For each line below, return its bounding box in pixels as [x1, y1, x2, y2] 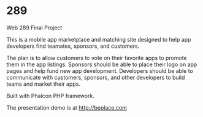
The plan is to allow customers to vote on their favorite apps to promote [6, 54, 187, 61]
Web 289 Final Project [6, 24, 63, 31]
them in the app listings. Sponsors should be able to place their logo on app [6, 61, 197, 68]
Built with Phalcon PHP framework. [6, 92, 95, 99]
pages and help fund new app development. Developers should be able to [6, 67, 193, 74]
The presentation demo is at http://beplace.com [6, 104, 128, 111]
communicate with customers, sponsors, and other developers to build [6, 74, 185, 81]
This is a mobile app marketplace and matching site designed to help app [6, 36, 191, 43]
